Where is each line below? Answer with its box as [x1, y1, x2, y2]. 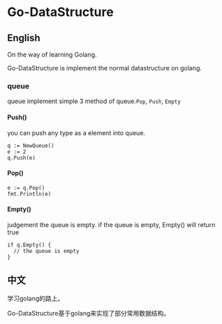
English [7, 32, 40, 44]
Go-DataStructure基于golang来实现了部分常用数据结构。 [7, 309, 170, 317]
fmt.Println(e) [7, 190, 52, 197]
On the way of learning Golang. [7, 50, 97, 59]
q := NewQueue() [7, 142, 54, 149]
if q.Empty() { [7, 241, 52, 248]
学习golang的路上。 [7, 294, 64, 302]
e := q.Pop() [7, 184, 45, 192]
